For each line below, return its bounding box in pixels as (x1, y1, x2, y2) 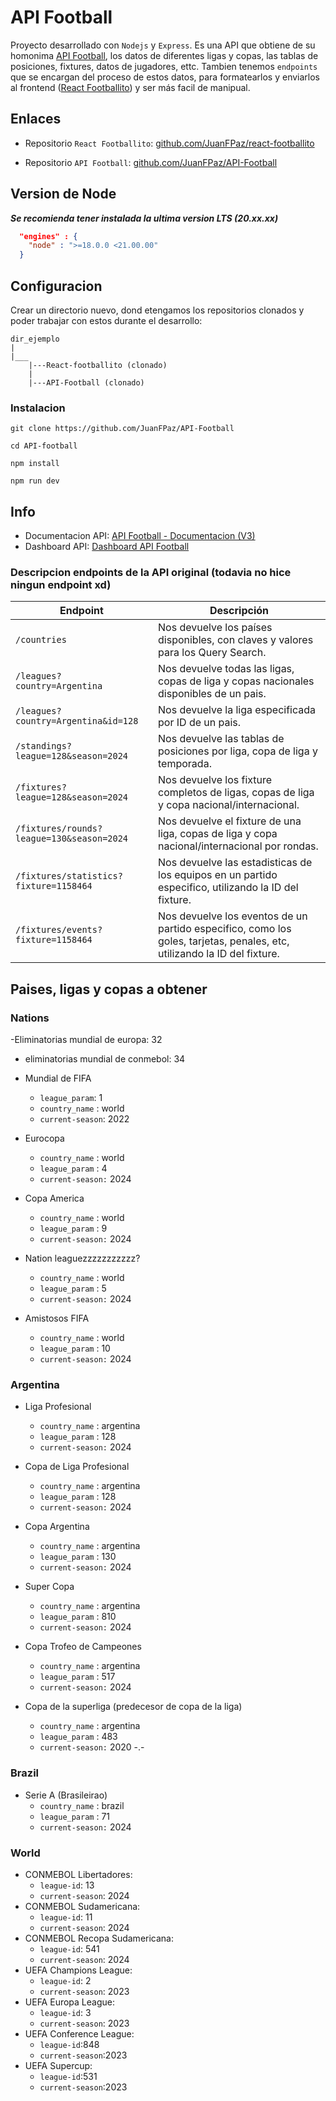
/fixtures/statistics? (15, 871, 123, 882)
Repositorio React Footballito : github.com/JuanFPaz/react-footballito (24, 137, 315, 149)
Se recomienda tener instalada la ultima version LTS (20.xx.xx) (10, 212, 279, 224)
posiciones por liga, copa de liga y (158, 744, 318, 758)
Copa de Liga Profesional (24, 1461, 130, 1473)
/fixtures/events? (15, 924, 103, 936)
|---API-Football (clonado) (28, 378, 145, 388)
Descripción (209, 604, 270, 618)
